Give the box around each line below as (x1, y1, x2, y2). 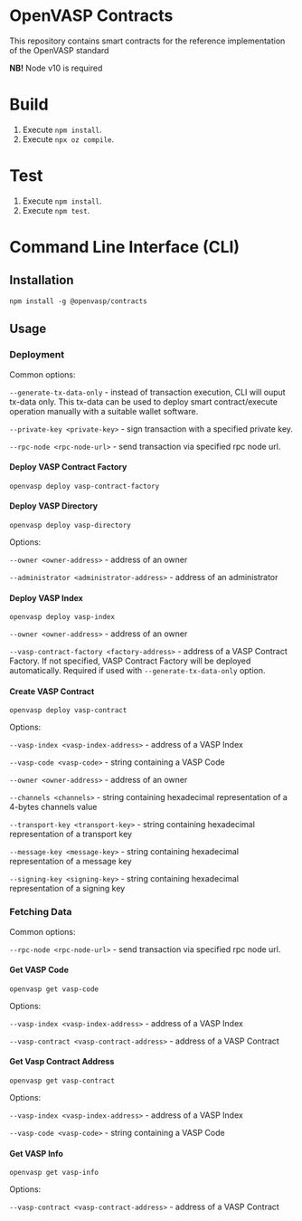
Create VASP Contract (9, 685, 95, 697)
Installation (9, 272, 74, 288)
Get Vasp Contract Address (9, 1056, 115, 1067)
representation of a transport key (9, 829, 133, 840)
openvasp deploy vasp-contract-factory (9, 482, 160, 491)
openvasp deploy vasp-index (9, 613, 116, 622)
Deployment (9, 348, 65, 361)
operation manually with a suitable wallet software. (9, 405, 199, 416)
